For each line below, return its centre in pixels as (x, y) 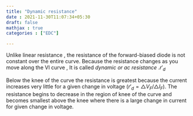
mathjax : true (25, 28)
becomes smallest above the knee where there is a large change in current (96, 100)
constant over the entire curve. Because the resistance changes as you (92, 62)
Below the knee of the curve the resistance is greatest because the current (97, 80)
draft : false (22, 22)
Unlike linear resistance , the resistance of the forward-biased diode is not (96, 55)
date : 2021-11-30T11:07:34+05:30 (48, 17)
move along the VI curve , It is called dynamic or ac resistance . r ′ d (86, 68)
